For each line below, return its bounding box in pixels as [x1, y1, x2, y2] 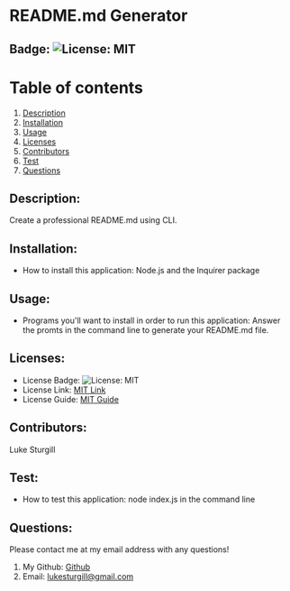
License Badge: [22, 374, 81, 385]
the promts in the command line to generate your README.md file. [22, 324, 269, 335]
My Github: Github [22, 561, 91, 573]
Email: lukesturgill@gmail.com [22, 571, 134, 582]
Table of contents [9, 78, 144, 97]
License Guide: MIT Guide [22, 393, 120, 404]
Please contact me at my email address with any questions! [9, 544, 230, 555]
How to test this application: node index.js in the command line [22, 494, 256, 505]
